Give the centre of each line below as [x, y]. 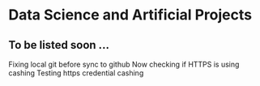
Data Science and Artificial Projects [130, 15]
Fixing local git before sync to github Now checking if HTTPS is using [124, 64]
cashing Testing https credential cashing [76, 73]
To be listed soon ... [59, 45]
